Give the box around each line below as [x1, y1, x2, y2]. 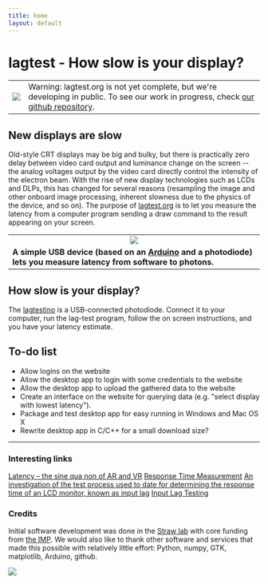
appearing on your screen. [8, 217, 96, 228]
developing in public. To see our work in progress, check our [28, 91, 255, 102]
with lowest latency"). [19, 400, 92, 410]
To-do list [8, 345, 57, 359]
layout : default [8, 19, 62, 27]
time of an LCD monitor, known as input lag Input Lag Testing [8, 488, 209, 498]
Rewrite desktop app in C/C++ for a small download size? [19, 425, 209, 435]
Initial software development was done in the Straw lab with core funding [8, 526, 249, 536]
